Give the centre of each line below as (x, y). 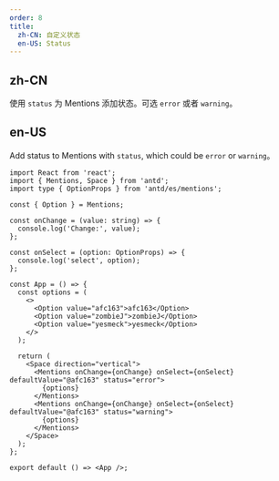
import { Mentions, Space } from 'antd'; (89, 180)
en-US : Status (44, 43)
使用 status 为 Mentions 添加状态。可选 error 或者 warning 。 (124, 103)
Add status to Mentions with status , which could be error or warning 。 (142, 155)
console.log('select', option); (79, 261)
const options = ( (53, 292)
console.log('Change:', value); (79, 229)
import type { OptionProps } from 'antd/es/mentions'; (116, 189)
